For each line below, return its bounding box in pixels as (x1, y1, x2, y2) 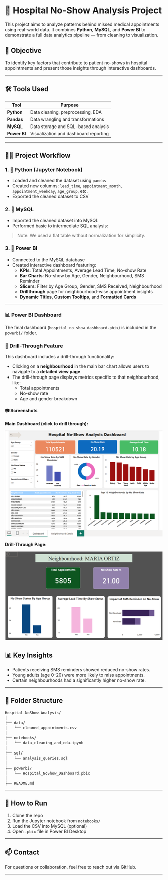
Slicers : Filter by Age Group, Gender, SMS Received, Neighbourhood (19, 283, 162, 289)
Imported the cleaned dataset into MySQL (12, 217, 99, 223)
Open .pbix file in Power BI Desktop (12, 828, 87, 834)
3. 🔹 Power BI (5, 245, 38, 252)
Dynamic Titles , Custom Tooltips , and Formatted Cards (19, 294, 136, 300)
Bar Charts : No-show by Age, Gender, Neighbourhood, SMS (19, 272, 144, 278)
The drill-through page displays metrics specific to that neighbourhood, (12, 374, 160, 381)
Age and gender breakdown (19, 396, 78, 402)
